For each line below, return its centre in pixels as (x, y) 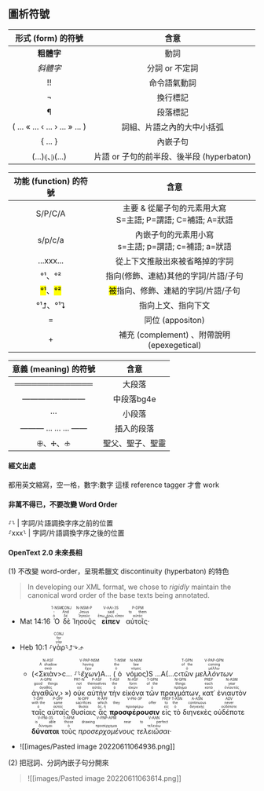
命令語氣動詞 (172, 82)
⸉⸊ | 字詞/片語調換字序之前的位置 (61, 523)
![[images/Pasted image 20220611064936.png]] (97, 747)
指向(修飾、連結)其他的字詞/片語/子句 (174, 276)
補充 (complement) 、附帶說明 (175, 335)
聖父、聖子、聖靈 (135, 443)
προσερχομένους (106, 731)
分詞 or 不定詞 (172, 68)
